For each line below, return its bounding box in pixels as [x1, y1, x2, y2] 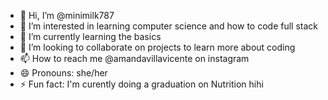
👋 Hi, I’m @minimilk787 [19, 10, 115, 21]
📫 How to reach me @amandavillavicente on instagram [19, 53, 250, 64]
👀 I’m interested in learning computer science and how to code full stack [19, 20, 318, 32]
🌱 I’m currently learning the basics [19, 31, 162, 42]
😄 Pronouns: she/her [19, 67, 108, 79]
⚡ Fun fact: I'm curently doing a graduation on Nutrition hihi [19, 78, 264, 90]
